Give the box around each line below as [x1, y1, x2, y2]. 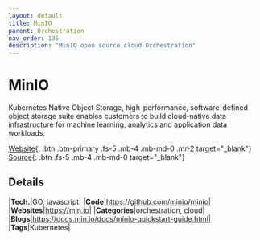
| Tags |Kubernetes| [8, 222, 71, 232]
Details [8, 176, 44, 189]
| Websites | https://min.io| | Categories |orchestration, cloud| [8, 205, 205, 215]
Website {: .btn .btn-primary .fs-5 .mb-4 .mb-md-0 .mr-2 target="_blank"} [8, 144, 252, 153]
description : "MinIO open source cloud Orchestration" [8, 42, 196, 50]
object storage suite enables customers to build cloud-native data [8, 112, 227, 121]
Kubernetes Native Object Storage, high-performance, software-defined [8, 103, 248, 112]
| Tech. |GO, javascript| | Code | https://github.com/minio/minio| [8, 197, 212, 206]
